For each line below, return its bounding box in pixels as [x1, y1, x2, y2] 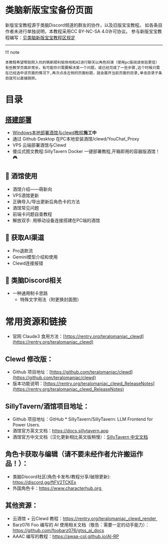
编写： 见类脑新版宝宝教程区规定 [9, 34, 75, 40]
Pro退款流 [12, 247, 33, 253]
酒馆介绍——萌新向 [12, 186, 52, 192]
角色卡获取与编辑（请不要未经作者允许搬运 [5, 450, 136, 458]
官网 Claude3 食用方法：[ [12, 333, 65, 339]
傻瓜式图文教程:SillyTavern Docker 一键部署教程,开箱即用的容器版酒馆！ [12, 148, 160, 154]
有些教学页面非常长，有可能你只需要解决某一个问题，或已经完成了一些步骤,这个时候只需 [5, 65, 160, 70]
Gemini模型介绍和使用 [12, 253, 58, 260]
